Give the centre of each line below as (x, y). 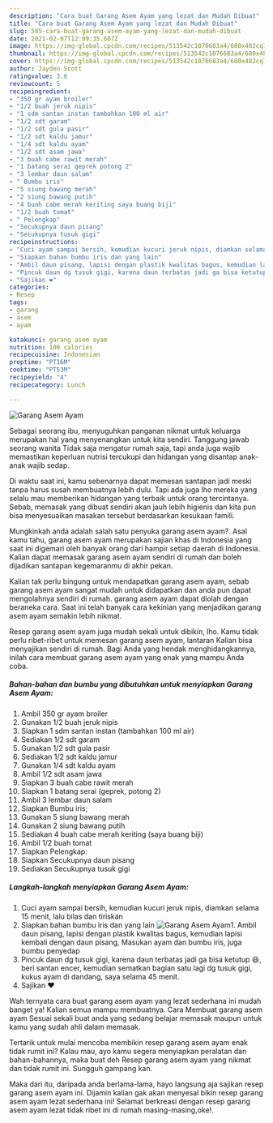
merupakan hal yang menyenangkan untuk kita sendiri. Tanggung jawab (129, 439)
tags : (18, 302)
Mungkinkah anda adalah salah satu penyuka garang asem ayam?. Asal (128, 531)
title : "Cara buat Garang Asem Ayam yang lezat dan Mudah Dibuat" (124, 24)
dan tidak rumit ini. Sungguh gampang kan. (81, 1068)
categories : (29, 287)
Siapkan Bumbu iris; (54, 808)
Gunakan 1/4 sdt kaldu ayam (68, 765)
